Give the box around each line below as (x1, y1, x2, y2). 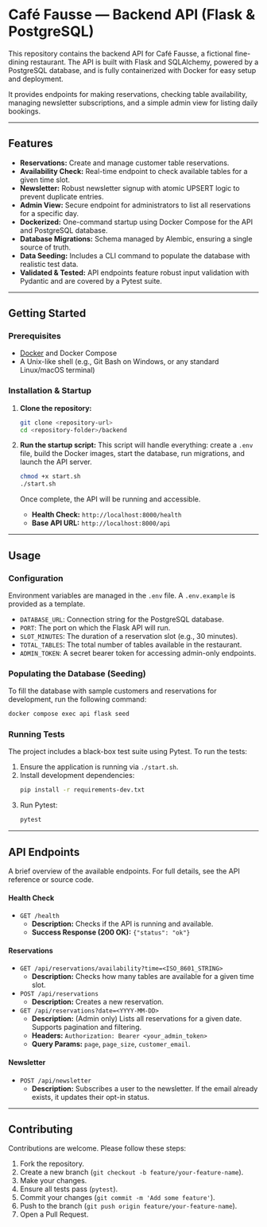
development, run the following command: (8, 695, 147, 704)
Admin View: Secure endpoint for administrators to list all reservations (19, 200, 251, 210)
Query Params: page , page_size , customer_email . (31, 1039, 191, 1049)
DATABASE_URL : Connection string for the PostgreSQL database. (19, 614, 224, 624)
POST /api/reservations (19, 990, 99, 998)
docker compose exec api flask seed (8, 710, 130, 718)
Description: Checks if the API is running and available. (31, 919, 214, 929)
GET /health (19, 912, 60, 920)
